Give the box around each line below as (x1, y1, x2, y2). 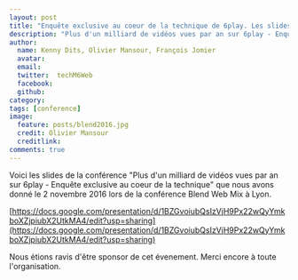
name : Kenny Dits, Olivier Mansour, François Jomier (17, 46, 216, 55)
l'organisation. (9, 260, 61, 271)
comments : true (9, 145, 66, 154)
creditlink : (17, 137, 62, 146)
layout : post (9, 12, 58, 22)
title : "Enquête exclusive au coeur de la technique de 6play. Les (9, 21, 264, 30)
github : (17, 87, 46, 96)
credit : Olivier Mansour (17, 129, 109, 138)
